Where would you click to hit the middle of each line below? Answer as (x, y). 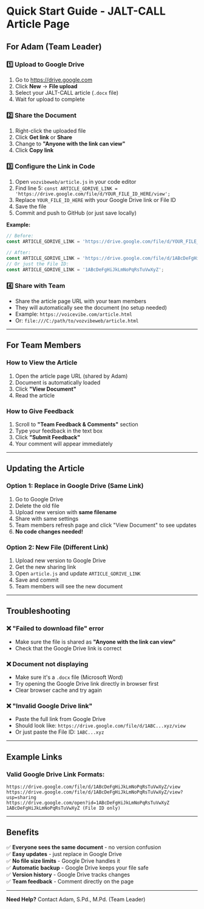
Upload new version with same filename (66, 512)
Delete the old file (37, 506)
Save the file (31, 207)
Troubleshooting (39, 611)
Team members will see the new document (69, 586)
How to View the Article (42, 363)
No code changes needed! (49, 531)
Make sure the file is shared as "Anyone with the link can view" (95, 642)
